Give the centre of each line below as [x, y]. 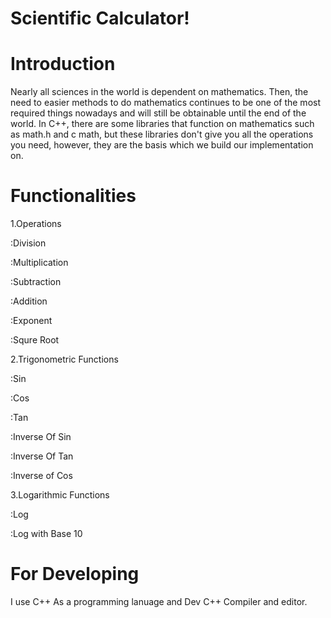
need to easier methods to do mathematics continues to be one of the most [166, 103]
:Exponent [31, 321]
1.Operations [36, 224]
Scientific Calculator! [100, 18]
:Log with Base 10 [46, 534]
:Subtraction [36, 282]
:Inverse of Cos [41, 476]
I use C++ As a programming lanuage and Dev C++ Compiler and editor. [159, 601]
